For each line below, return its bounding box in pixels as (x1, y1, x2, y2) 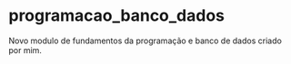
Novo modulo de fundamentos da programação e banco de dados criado (8, 35, 283, 46)
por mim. (8, 44, 43, 55)
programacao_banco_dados (8, 5, 225, 26)
